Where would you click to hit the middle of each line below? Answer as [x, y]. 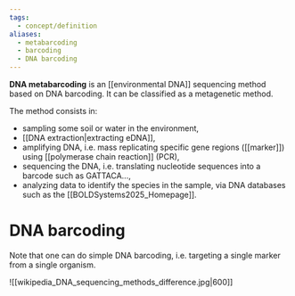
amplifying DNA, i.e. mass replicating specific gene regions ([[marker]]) [153, 147]
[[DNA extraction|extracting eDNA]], [89, 138]
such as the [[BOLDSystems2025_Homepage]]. [110, 194]
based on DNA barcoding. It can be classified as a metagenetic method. [141, 94]
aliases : [25, 34]
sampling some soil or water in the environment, [110, 128]
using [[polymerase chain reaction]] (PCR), [101, 156]
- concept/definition [57, 26]
